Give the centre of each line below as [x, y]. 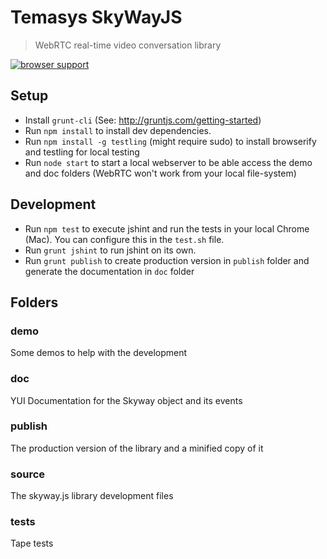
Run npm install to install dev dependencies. [118, 130]
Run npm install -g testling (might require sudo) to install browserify [170, 141]
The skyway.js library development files [92, 496]
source [28, 474]
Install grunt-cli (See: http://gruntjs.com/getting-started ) [143, 120]
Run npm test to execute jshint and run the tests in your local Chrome [167, 228]
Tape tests [32, 543]
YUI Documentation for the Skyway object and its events [126, 400]
